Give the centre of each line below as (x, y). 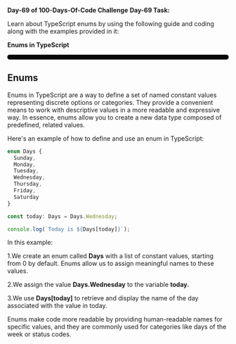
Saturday (26, 197)
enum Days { (25, 151)
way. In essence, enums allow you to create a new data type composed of (114, 117)
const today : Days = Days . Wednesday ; (63, 216)
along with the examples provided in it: (63, 31)
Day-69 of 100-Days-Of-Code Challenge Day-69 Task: (88, 10)
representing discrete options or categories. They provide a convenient (110, 102)
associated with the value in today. (57, 306)
